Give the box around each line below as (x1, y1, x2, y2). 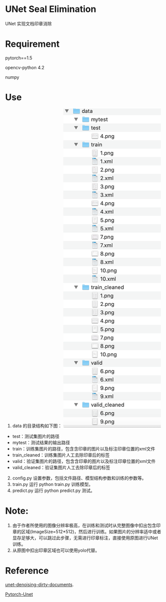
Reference (5, 565, 49, 576)
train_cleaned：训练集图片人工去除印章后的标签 (12, 452, 110, 458)
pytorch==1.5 (5, 55, 32, 61)
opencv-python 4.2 (5, 64, 45, 70)
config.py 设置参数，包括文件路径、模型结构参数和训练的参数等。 (12, 475, 147, 481)
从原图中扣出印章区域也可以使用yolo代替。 (12, 547, 100, 553)
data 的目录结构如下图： (12, 423, 62, 429)
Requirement (5, 38, 60, 50)
